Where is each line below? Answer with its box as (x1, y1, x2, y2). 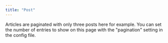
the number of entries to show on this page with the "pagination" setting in (5, 26, 163, 33)
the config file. (5, 32, 36, 38)
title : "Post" (5, 7, 36, 13)
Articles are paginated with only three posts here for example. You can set (5, 21, 162, 27)
